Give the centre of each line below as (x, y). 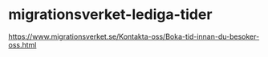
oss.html (22, 44)
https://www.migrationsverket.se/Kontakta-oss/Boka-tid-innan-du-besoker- (134, 36)
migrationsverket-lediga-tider (110, 15)
